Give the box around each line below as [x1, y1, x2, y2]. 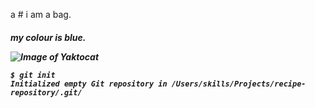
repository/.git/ [10, 87, 83, 98]
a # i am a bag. [10, 9, 72, 20]
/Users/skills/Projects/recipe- [171, 79, 307, 89]
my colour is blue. [10, 31, 87, 43]
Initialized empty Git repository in [10, 79, 168, 89]
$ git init [10, 70, 56, 80]
